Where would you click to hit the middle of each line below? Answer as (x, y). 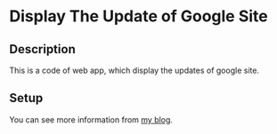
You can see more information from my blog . (91, 119)
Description (42, 49)
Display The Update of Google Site (139, 16)
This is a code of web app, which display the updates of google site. (134, 70)
